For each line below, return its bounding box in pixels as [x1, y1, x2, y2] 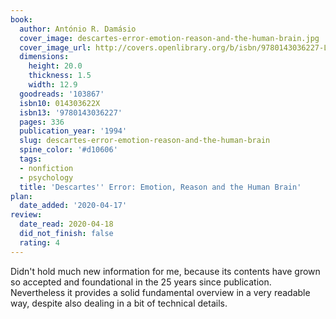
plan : [10, 191, 33, 201]
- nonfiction [19, 163, 74, 173]
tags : [19, 154, 43, 164]
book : [10, 14, 33, 25]
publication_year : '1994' [19, 126, 128, 136]
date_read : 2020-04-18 [19, 219, 114, 230]
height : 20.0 [28, 61, 83, 71]
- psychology [19, 172, 74, 183]
